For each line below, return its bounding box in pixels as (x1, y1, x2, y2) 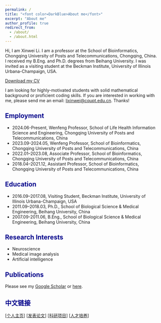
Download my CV (5, 77, 40, 83)
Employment (5, 112, 45, 120)
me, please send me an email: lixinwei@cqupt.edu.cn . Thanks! (5, 97, 130, 103)
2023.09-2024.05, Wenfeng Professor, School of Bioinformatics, (12, 140, 141, 146)
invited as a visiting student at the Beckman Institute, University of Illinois (5, 63, 151, 69)
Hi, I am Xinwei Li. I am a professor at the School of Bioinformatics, (5, 47, 138, 54)
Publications (5, 270, 44, 279)
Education (5, 180, 37, 189)
